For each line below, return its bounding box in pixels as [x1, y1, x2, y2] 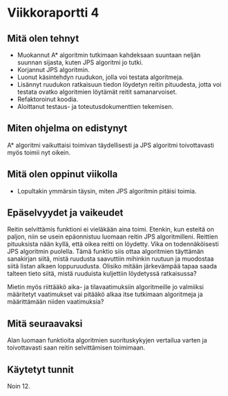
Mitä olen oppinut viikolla [7, 169, 118, 180]
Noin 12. [7, 382, 30, 390]
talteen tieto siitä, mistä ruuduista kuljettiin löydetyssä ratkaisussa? [7, 269, 197, 278]
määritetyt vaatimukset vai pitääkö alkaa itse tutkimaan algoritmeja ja [7, 290, 203, 299]
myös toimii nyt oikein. [7, 148, 71, 157]
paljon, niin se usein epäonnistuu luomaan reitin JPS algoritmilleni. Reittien [7, 232, 218, 241]
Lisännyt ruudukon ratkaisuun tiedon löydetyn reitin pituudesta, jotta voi [17, 80, 222, 88]
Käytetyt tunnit [7, 363, 75, 375]
